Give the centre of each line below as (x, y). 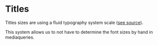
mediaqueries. (20, 37)
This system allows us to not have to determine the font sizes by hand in (79, 32)
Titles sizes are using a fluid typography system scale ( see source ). (74, 22)
